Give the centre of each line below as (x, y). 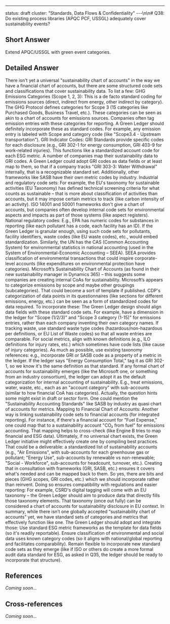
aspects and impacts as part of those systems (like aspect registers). (77, 215)
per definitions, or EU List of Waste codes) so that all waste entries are (79, 333)
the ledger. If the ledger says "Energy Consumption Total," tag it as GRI (79, 360)
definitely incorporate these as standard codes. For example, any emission (83, 129)
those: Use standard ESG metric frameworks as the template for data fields (83, 528)
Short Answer (28, 40)
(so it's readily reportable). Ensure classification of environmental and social (84, 533)
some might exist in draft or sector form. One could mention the (72, 398)
